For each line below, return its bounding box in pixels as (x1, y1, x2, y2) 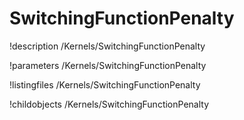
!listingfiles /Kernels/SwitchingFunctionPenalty (9, 78, 201, 91)
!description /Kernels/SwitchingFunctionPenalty (9, 40, 206, 52)
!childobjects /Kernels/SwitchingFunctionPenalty (9, 98, 210, 110)
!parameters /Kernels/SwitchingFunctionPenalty (9, 59, 207, 71)
